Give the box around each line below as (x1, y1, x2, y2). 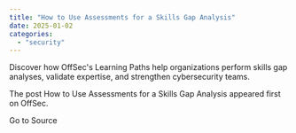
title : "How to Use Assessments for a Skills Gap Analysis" (9, 12, 237, 22)
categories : (9, 29, 53, 38)
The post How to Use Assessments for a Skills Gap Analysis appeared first (9, 89, 281, 99)
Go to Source (9, 115, 58, 126)
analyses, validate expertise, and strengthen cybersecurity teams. (9, 72, 250, 82)
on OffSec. (9, 98, 49, 109)
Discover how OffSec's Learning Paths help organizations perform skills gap (9, 62, 288, 73)
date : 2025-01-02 (9, 21, 74, 30)
